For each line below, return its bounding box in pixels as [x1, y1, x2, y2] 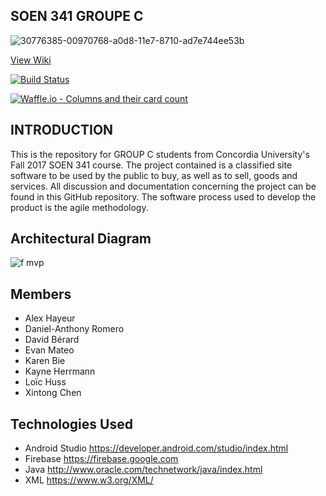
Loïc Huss [24, 376, 67, 388]
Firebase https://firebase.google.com [24, 453, 179, 465]
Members [10, 285, 72, 303]
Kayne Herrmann [24, 365, 96, 378]
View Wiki [10, 54, 52, 66]
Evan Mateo [24, 344, 75, 356]
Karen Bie [24, 355, 66, 367]
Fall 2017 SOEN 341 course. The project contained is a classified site [10, 159, 293, 171]
